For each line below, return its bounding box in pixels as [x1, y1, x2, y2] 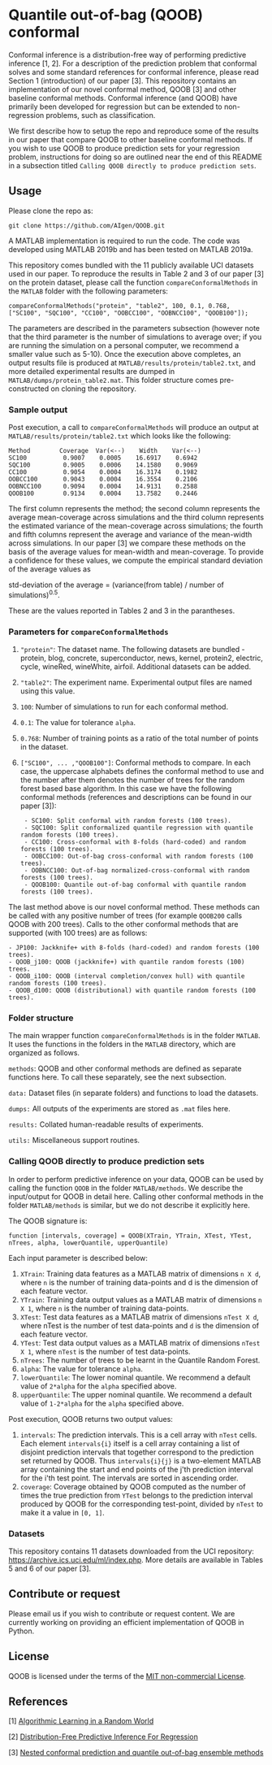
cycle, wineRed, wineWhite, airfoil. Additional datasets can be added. [19, 662, 252, 672]
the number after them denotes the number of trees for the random [19, 775, 245, 785]
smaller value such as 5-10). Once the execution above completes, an [8, 349, 241, 359]
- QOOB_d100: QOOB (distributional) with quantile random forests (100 [8, 986, 256, 994]
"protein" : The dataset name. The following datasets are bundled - [19, 645, 245, 654]
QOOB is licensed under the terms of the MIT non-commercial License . [8, 1671, 246, 1680]
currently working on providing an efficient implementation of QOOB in [8, 1617, 245, 1627]
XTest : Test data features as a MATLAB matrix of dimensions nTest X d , [19, 1311, 260, 1322]
